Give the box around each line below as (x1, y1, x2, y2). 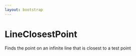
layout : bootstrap (4, 7, 43, 12)
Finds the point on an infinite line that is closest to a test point (4, 45, 131, 51)
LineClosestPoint (4, 28, 77, 40)
